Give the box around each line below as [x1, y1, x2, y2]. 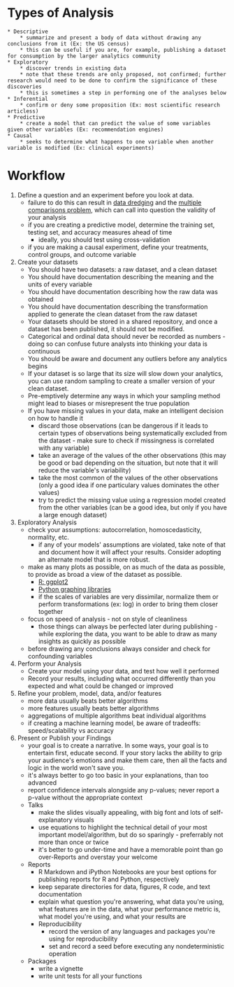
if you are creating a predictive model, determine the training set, [27, 220, 215, 229]
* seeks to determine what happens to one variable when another [20, 138, 214, 145]
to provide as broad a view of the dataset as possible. [27, 570, 183, 578]
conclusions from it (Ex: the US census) [7, 40, 130, 47]
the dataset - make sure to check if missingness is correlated [38, 436, 214, 444]
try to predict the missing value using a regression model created [38, 496, 226, 504]
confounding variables [27, 652, 93, 660]
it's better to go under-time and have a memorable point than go [38, 845, 224, 853]
